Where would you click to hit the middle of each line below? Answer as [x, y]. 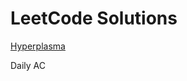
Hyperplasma [38, 46]
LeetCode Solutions [94, 18]
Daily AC [28, 65]
